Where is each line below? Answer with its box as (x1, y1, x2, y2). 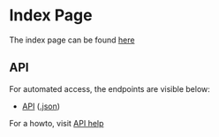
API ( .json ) (21, 101, 60, 111)
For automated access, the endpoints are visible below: (9, 83, 210, 94)
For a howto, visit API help (9, 118, 104, 128)
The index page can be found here (9, 34, 135, 45)
